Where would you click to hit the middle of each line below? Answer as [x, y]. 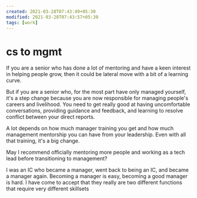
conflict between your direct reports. [51, 117]
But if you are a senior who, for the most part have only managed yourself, [96, 92]
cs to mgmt [34, 52]
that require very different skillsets [48, 189]
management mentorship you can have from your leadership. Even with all [96, 135]
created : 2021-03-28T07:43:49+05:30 [51, 11]
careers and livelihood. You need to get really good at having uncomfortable [98, 104]
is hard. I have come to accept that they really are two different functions [94, 183]
